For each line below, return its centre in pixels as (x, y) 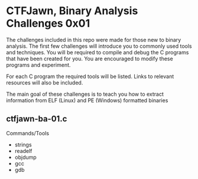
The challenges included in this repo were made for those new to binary (94, 40)
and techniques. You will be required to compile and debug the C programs (98, 52)
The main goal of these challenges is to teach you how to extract (85, 94)
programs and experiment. (38, 65)
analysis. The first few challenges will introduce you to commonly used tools (99, 46)
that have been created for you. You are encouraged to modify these (90, 58)
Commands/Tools (27, 133)
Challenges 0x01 (48, 23)
